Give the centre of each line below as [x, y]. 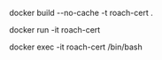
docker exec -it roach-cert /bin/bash [76, 47]
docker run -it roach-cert [55, 30]
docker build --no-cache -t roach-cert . [81, 13]
